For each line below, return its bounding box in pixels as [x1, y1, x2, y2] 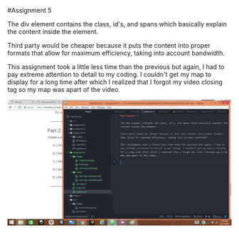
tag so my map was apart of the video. [7, 86, 121, 93]
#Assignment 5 [7, 6, 52, 14]
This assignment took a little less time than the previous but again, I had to [7, 63, 225, 71]
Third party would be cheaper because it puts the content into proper [7, 41, 211, 49]
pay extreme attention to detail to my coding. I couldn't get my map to [7, 71, 212, 78]
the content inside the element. [7, 28, 99, 36]
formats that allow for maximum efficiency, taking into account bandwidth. [7, 49, 225, 57]
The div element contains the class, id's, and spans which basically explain [7, 20, 228, 28]
